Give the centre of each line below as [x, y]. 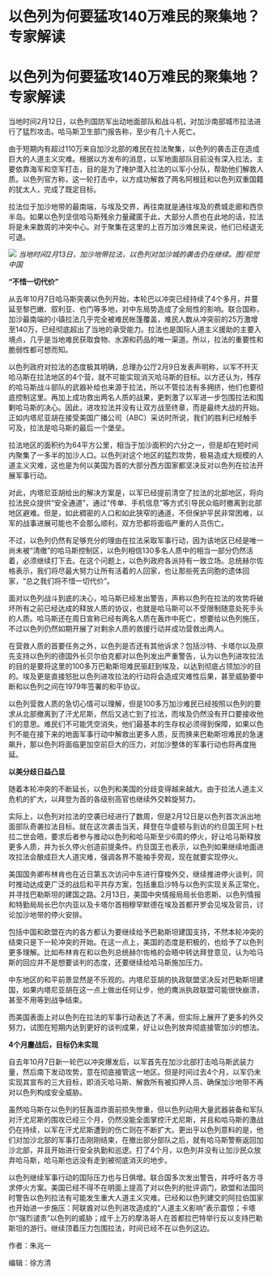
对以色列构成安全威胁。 [47, 1092]
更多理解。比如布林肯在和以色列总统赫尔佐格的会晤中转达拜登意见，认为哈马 [136, 952]
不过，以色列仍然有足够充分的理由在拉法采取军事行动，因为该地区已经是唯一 [136, 541]
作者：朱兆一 [30, 1246]
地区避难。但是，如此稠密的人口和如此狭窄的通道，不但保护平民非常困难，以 [136, 513]
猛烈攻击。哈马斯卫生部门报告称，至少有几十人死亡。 [111, 131]
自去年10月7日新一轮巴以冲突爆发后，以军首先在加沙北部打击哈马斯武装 [127, 1062]
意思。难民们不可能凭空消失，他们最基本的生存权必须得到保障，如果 [136, 724]
